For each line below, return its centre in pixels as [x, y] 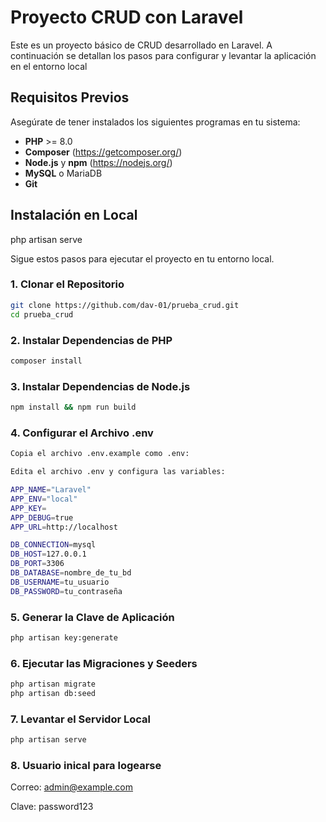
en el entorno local [49, 66]
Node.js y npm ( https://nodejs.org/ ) [98, 162]
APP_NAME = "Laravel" [51, 490]
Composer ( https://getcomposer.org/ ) [103, 152]
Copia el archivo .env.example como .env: [100, 454]
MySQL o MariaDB [63, 173]
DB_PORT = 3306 [37, 564]
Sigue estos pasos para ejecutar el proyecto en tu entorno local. [142, 258]
